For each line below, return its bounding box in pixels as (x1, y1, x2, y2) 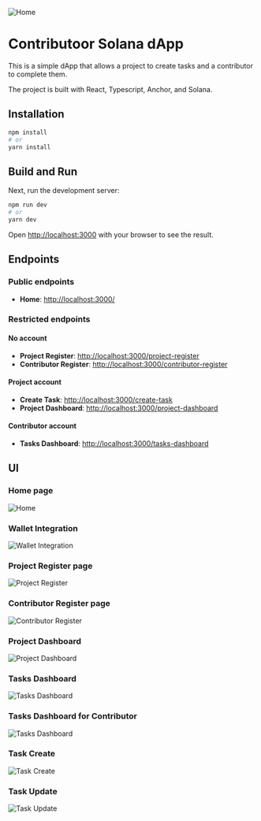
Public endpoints (8, 277, 75, 288)
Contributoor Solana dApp (8, 35, 184, 53)
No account (8, 333, 47, 343)
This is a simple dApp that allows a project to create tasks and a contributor (8, 61, 254, 70)
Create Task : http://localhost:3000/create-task (19, 395, 173, 404)
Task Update (8, 786, 58, 797)
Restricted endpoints (8, 314, 91, 325)
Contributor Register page (8, 598, 110, 609)
